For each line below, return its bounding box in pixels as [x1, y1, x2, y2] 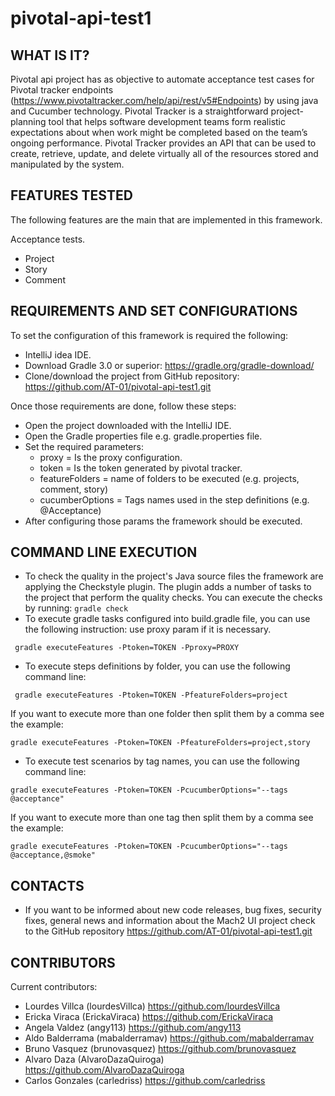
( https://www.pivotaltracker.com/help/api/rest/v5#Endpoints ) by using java [10, 95, 319, 106]
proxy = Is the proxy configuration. [39, 451, 183, 463]
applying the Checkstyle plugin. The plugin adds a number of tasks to [24, 581, 312, 593]
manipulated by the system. [10, 158, 125, 170]
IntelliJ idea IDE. [24, 348, 92, 361]
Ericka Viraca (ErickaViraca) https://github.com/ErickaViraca [24, 1011, 274, 1023]
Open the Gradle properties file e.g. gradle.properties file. [24, 430, 263, 442]
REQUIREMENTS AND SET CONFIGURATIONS [10, 303, 298, 320]
